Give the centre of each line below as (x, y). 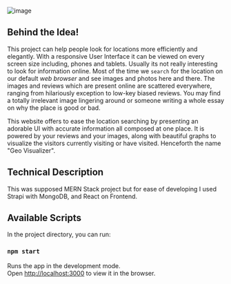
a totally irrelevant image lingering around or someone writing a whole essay (116, 100)
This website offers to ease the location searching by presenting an (103, 121)
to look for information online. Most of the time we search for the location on (115, 71)
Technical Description (56, 172)
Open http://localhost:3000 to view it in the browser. (81, 273)
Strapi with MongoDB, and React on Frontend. (72, 196)
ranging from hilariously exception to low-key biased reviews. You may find (114, 93)
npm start (23, 252)
